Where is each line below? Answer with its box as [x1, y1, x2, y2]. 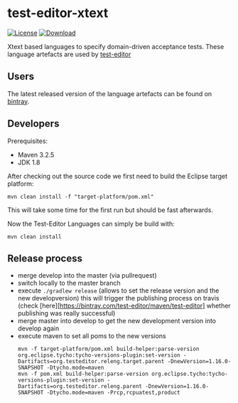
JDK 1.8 [17, 158, 40, 167]
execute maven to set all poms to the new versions [17, 332, 166, 340]
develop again [17, 324, 60, 333]
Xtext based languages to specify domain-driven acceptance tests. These [7, 42, 225, 51]
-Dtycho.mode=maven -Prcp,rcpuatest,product [46, 389, 180, 397]
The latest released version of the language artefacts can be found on [7, 89, 212, 98]
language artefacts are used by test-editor [7, 50, 131, 58]
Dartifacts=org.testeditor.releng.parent [17, 383, 142, 390]
